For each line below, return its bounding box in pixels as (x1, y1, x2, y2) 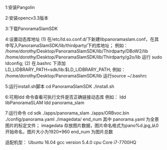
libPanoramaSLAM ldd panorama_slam (5, 99, 85, 105)
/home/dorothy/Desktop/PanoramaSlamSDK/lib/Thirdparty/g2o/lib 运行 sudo (5, 54, 163, 60)
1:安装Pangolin (5, 4, 35, 10)
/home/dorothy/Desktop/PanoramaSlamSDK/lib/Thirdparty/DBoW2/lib (5, 48, 149, 54)
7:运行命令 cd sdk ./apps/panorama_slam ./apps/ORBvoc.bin (5, 110, 130, 116)
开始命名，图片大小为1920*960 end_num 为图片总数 (5, 129, 113, 134)
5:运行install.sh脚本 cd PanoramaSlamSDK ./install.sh (5, 83, 115, 89)
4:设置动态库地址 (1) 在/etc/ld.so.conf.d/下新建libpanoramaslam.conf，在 (5, 36, 155, 42)
